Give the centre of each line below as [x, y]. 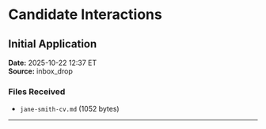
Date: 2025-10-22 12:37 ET [53, 63]
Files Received [37, 91]
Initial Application [53, 44]
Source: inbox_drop [40, 71]
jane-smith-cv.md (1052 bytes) [70, 109]
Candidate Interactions [85, 15]
